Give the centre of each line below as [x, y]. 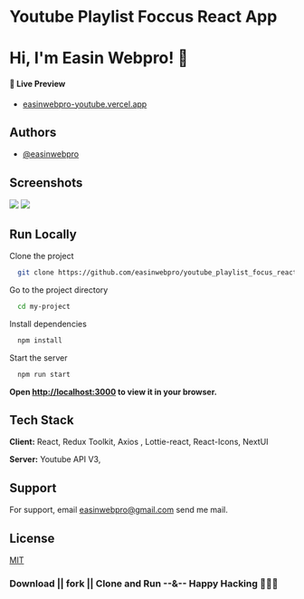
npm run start [44, 374]
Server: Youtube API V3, [55, 459]
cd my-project [44, 306]
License [32, 538]
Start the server [38, 357]
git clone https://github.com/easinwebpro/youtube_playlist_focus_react [157, 273]
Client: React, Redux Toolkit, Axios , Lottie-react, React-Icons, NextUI [139, 442]
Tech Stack [42, 420]
